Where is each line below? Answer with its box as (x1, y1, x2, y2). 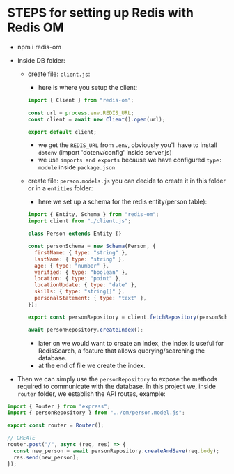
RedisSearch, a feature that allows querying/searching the (38, 346, 205, 355)
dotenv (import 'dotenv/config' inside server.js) (38, 148, 172, 157)
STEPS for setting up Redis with (7, 5, 194, 21)
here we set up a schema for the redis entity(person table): (38, 197, 208, 206)
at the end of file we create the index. (38, 361, 146, 369)
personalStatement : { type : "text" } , (33, 295, 147, 302)
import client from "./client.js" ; (27, 217, 131, 224)
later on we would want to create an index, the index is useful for (38, 339, 224, 347)
